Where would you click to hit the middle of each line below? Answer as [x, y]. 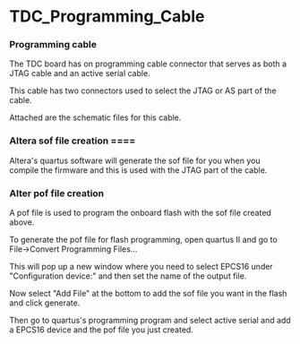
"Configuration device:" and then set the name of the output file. [128, 276]
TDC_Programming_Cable [107, 17]
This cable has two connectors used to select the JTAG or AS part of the [143, 90]
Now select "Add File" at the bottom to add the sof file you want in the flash [148, 294]
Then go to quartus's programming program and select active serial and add [150, 321]
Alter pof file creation [57, 193]
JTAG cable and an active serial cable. [80, 73]
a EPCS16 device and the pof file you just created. [102, 330]
